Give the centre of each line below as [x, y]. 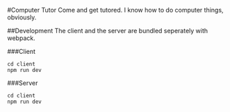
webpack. [22, 38]
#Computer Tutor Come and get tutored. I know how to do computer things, [115, 10]
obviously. [22, 17]
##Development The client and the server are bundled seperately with [108, 31]
